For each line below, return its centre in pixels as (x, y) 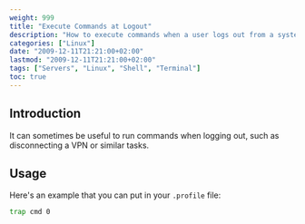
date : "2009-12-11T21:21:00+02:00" (77, 52)
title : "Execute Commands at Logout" (81, 26)
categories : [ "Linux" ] (52, 43)
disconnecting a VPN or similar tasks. (79, 145)
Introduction (45, 114)
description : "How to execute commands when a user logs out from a (142, 34)
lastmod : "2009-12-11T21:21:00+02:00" (83, 60)
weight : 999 (32, 18)
